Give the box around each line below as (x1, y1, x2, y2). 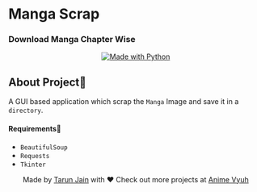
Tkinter (19, 161, 46, 169)
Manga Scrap (8, 5, 100, 23)
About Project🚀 (8, 75, 87, 89)
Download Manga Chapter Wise (8, 34, 136, 45)
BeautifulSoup (19, 143, 68, 152)
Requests (19, 152, 50, 160)
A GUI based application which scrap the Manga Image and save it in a (8, 97, 239, 106)
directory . (8, 106, 44, 115)
